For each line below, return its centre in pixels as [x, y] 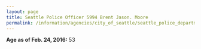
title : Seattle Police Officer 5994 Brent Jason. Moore [77, 17]
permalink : [20, 23]
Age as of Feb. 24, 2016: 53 [41, 40]
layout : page [22, 12]
